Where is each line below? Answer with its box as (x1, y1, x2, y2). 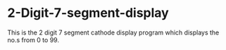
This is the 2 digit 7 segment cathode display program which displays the (7, 28, 220, 37)
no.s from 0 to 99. (7, 35, 60, 44)
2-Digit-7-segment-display (7, 5, 169, 21)
